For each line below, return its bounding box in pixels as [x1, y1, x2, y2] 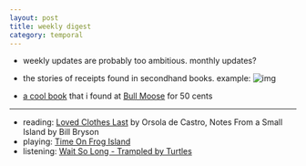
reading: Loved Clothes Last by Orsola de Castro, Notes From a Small [22, 117, 283, 128]
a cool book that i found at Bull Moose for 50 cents [22, 90, 213, 101]
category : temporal [9, 30, 84, 39]
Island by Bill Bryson [22, 127, 99, 138]
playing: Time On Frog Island [22, 136, 131, 147]
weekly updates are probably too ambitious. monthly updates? [22, 56, 257, 67]
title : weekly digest [9, 22, 92, 31]
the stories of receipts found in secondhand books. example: [22, 73, 251, 84]
